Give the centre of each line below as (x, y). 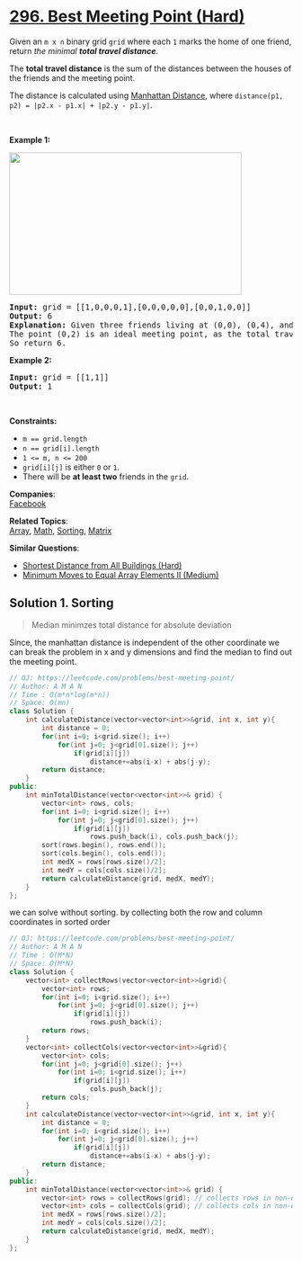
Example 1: (30, 139)
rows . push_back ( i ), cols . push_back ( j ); (164, 837)
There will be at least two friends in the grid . (106, 476)
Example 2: (31, 360)
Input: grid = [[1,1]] (59, 377)
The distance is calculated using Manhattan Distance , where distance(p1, (147, 95)
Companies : (32, 494)
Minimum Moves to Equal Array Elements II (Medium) (120, 575)
